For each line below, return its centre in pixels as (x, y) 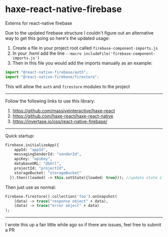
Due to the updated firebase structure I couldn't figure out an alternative (79, 33)
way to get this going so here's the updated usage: (57, 38)
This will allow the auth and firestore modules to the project (67, 86)
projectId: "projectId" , (40, 168)
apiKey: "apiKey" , (33, 159)
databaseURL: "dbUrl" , (38, 164)
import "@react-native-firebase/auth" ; (47, 72)
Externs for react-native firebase (39, 23)
